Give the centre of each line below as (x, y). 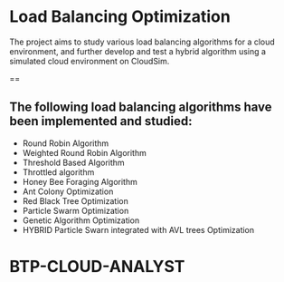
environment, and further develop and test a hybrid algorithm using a (138, 51)
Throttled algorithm (58, 172)
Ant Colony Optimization (68, 191)
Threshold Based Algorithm (73, 162)
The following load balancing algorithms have (141, 107)
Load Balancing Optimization (120, 17)
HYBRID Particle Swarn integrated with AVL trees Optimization (138, 229)
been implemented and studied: (101, 121)
